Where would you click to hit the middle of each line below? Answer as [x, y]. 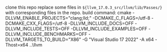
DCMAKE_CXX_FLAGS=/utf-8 [36, 23]
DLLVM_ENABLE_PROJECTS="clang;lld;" [48, 18]
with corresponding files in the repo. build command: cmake [68, 13]
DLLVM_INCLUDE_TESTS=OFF [38, 29]
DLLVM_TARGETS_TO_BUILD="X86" [43, 39]
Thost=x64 [17, 45]
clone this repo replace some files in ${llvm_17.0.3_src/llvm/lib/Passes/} [84, 7]
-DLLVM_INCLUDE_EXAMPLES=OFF [109, 29]
